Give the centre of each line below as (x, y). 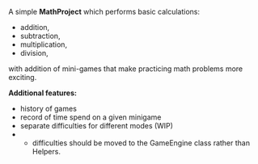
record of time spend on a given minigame (91, 117)
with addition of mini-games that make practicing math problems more (126, 69)
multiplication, (43, 44)
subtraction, (40, 36)
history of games (48, 109)
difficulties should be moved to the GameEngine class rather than (141, 143)
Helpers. (46, 151)
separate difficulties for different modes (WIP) (97, 126)
